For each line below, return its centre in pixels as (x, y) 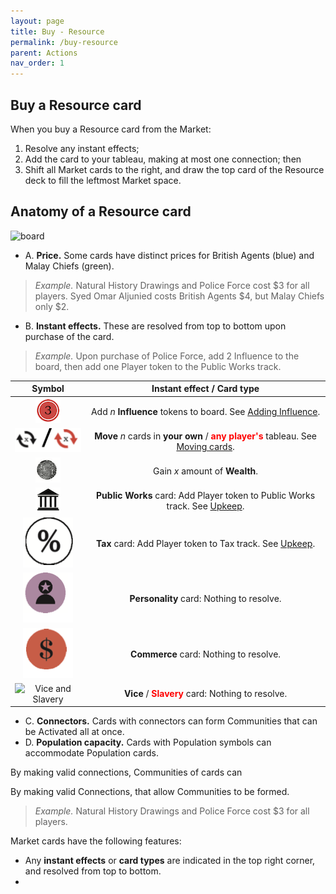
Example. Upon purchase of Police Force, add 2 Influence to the (167, 356)
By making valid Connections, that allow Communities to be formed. (150, 792)
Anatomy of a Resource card (101, 211)
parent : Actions (44, 53)
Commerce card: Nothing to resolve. (206, 654)
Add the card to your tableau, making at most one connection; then (163, 159)
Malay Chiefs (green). (69, 266)
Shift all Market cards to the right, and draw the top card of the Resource (174, 169)
